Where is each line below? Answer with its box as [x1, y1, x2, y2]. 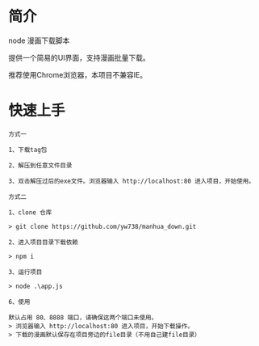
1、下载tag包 [8, 146, 48, 154]
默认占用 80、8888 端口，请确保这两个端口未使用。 [8, 313, 158, 322]
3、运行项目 [8, 268, 43, 276]
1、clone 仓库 [8, 208, 52, 217]
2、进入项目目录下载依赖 [8, 238, 78, 247]
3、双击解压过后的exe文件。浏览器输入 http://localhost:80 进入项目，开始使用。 [8, 177, 256, 185]
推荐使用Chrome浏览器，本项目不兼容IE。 [8, 70, 148, 79]
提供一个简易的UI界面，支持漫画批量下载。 [8, 53, 151, 62]
